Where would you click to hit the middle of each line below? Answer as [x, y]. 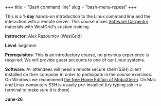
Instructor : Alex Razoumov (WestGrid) [44, 36]
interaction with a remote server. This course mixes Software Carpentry [77, 22]
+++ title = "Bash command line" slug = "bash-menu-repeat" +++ [71, 7]
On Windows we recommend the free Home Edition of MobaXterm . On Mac [81, 80]
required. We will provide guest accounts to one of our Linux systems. [75, 60]
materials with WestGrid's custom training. [47, 27]
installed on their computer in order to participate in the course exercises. [79, 74]
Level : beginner [21, 45]
